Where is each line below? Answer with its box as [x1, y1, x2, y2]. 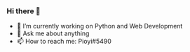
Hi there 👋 [6, 6, 41, 16]
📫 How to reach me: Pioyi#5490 [16, 37, 111, 46]
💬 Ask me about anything [16, 29, 90, 37]
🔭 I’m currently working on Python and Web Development [16, 22, 183, 31]
